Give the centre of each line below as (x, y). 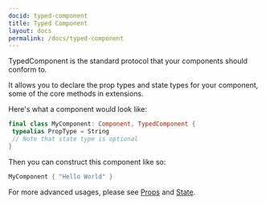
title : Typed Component (48, 23)
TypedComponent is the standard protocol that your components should (128, 61)
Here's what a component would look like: (78, 109)
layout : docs (30, 31)
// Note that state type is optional (75, 139)
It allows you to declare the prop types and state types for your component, (133, 85)
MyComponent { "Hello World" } (61, 176)
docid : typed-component (48, 16)
